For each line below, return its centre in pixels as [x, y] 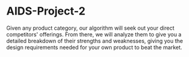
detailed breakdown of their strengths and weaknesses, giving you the [95, 41]
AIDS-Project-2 [46, 11]
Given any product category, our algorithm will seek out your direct [91, 28]
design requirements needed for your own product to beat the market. [94, 47]
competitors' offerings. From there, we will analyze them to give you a [94, 34]
